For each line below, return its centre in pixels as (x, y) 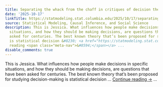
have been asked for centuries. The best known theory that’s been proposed (81, 74)
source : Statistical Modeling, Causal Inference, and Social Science (77, 23)
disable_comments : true (29, 50)
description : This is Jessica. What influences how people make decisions (82, 28)
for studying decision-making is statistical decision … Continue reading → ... (81, 79)
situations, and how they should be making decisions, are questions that (77, 69)
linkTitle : (16, 18)
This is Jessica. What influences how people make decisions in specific (77, 64)
